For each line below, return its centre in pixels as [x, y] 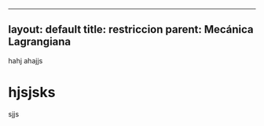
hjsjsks [32, 92]
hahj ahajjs [26, 60]
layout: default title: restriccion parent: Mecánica [131, 29]
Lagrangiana [40, 42]
